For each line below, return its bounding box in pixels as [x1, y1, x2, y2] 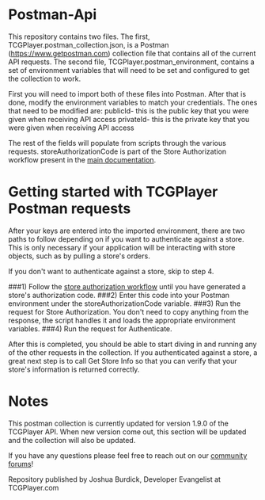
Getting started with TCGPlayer [8, 183, 218, 201]
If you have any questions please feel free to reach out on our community [8, 450, 248, 460]
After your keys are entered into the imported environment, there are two [8, 226, 245, 235]
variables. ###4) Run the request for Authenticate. [8, 323, 172, 334]
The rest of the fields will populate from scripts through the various [8, 138, 227, 147]
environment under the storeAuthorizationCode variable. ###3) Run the [8, 299, 241, 308]
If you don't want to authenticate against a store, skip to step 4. [8, 266, 214, 276]
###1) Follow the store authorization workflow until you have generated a [8, 281, 247, 291]
